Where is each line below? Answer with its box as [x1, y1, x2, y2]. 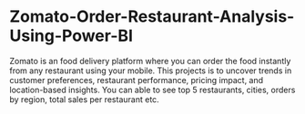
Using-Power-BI [9, 25, 134, 46]
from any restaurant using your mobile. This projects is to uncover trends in [9, 65, 292, 76]
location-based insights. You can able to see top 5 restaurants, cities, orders [9, 84, 296, 95]
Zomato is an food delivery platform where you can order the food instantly [9, 55, 291, 66]
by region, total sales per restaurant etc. [9, 93, 159, 105]
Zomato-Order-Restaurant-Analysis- [9, 6, 295, 27]
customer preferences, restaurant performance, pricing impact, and [9, 74, 264, 85]
